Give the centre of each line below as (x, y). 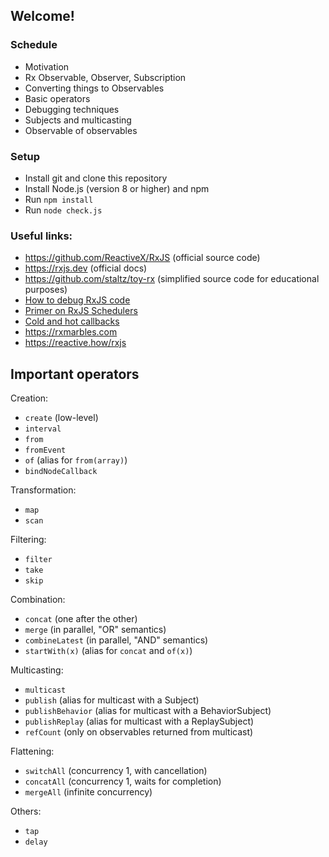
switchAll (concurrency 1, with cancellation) (116, 771)
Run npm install (59, 199)
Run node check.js (63, 210)
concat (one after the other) (81, 619)
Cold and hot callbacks (72, 321)
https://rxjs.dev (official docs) (86, 268)
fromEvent (45, 450)
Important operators (75, 374)
